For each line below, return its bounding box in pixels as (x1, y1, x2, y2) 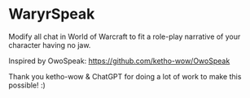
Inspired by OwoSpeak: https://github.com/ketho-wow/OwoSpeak (8, 56, 230, 66)
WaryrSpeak (8, 5, 95, 23)
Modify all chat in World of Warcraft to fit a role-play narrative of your (8, 32, 241, 41)
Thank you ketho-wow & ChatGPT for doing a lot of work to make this (8, 71, 242, 81)
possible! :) (8, 80, 46, 90)
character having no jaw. (8, 40, 91, 49)
